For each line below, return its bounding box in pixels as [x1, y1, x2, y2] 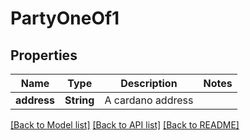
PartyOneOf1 [10, 7, 120, 30]
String [64, 93, 95, 107]
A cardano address [104, 93, 194, 107]
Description [120, 77, 178, 90]
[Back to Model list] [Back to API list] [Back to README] [10, 119, 240, 131]
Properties [10, 47, 78, 64]
